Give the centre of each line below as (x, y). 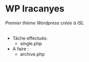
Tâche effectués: (30, 38)
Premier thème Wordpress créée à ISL (45, 22)
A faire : (21, 49)
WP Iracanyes (35, 9)
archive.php (32, 54)
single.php (31, 43)
